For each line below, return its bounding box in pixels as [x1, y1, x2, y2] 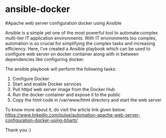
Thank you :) [5, 126, 31, 133]
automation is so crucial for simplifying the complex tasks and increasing [5, 40, 155, 46]
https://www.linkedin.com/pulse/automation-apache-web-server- [5, 111, 141, 118]
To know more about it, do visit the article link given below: [5, 106, 126, 112]
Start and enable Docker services [12, 81, 81, 87]
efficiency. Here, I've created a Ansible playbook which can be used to [5, 45, 151, 51]
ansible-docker [5, 3, 70, 15]
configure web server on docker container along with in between [5, 51, 139, 57]
